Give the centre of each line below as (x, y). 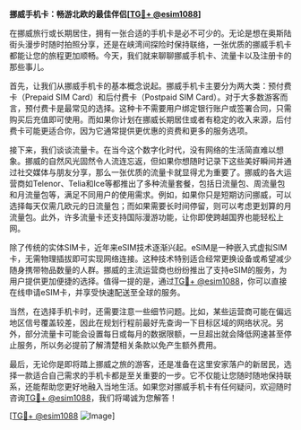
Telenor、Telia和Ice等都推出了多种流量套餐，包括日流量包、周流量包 (159, 184)
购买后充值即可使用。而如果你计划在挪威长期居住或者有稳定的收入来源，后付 (150, 119)
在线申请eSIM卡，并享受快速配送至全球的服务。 (97, 292)
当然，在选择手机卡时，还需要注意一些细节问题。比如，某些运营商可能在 (142, 312)
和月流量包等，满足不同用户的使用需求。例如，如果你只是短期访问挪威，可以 (150, 195)
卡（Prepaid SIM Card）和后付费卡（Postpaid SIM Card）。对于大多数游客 (145, 97)
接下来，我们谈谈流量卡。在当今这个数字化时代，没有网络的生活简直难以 (142, 150)
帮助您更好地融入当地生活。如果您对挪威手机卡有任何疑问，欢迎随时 (166, 386)
